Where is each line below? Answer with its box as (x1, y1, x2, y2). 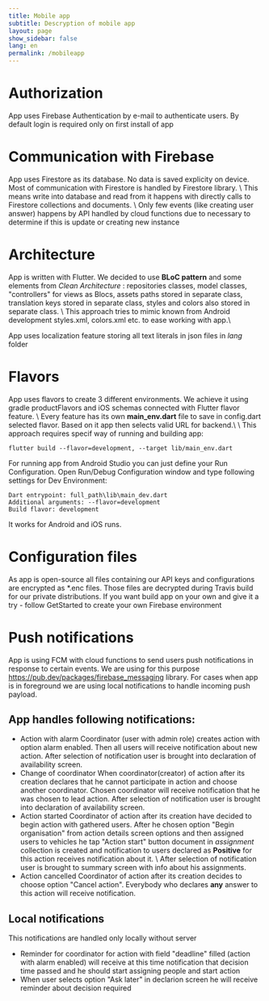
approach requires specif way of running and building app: (8, 429, 204, 438)
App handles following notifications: (8, 713, 195, 727)
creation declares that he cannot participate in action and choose (19, 777, 237, 787)
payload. (8, 689, 38, 699)
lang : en (8, 42, 38, 50)
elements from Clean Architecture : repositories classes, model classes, (8, 280, 248, 291)
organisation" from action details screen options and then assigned (19, 828, 244, 838)
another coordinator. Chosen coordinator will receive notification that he (19, 785, 260, 795)
